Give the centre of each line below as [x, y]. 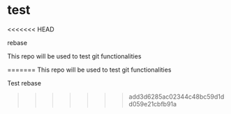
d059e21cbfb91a [152, 104]
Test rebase [24, 83]
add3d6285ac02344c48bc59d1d [177, 97]
